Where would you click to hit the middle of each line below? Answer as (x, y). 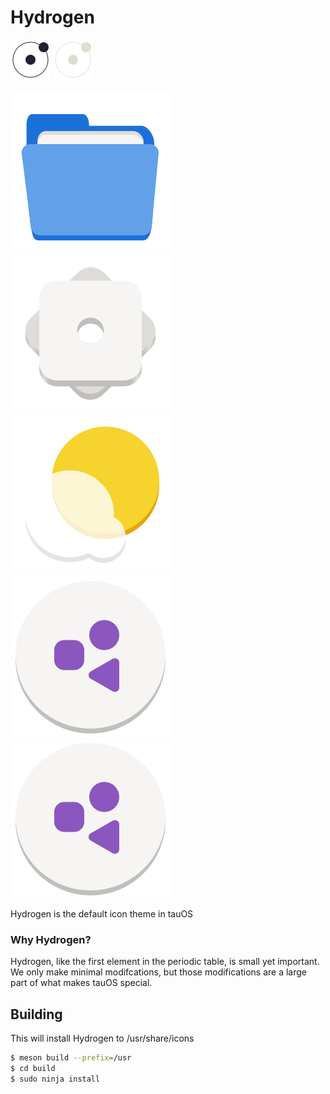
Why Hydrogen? (51, 939)
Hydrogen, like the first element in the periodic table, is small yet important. (165, 962)
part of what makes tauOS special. (81, 983)
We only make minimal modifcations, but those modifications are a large (158, 972)
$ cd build (33, 1068)
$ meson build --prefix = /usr (71, 1058)
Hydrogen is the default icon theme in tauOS (102, 913)
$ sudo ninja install (55, 1079)
